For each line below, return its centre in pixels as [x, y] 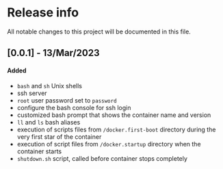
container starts [39, 151]
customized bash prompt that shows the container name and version [114, 115]
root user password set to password [67, 100]
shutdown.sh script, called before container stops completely [102, 158]
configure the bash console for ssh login [74, 107]
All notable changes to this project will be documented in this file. [99, 31]
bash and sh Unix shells [49, 86]
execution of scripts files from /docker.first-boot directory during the [116, 129]
